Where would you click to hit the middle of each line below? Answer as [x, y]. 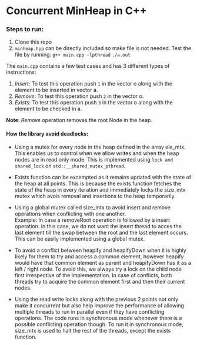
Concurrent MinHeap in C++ [76, 11]
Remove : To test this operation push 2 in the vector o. [79, 96]
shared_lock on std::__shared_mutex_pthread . [70, 166]
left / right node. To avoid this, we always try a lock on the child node [98, 269]
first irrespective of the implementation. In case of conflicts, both [93, 275]
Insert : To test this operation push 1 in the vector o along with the [93, 84]
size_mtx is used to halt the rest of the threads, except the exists [93, 330]
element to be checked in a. [48, 109]
